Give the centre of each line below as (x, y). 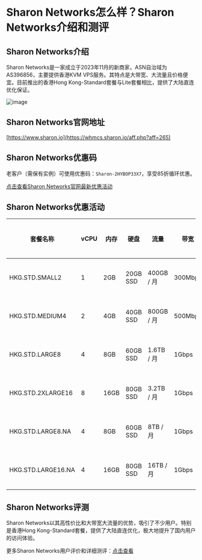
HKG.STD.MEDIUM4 (38, 316)
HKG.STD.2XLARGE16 (41, 393)
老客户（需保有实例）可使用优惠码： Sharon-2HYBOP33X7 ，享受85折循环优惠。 (101, 173)
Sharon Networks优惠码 (52, 158)
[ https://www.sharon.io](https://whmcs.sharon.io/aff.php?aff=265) (89, 137)
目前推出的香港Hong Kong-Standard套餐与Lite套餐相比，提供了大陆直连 (105, 82)
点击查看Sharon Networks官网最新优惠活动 (60, 186)
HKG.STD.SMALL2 (35, 278)
